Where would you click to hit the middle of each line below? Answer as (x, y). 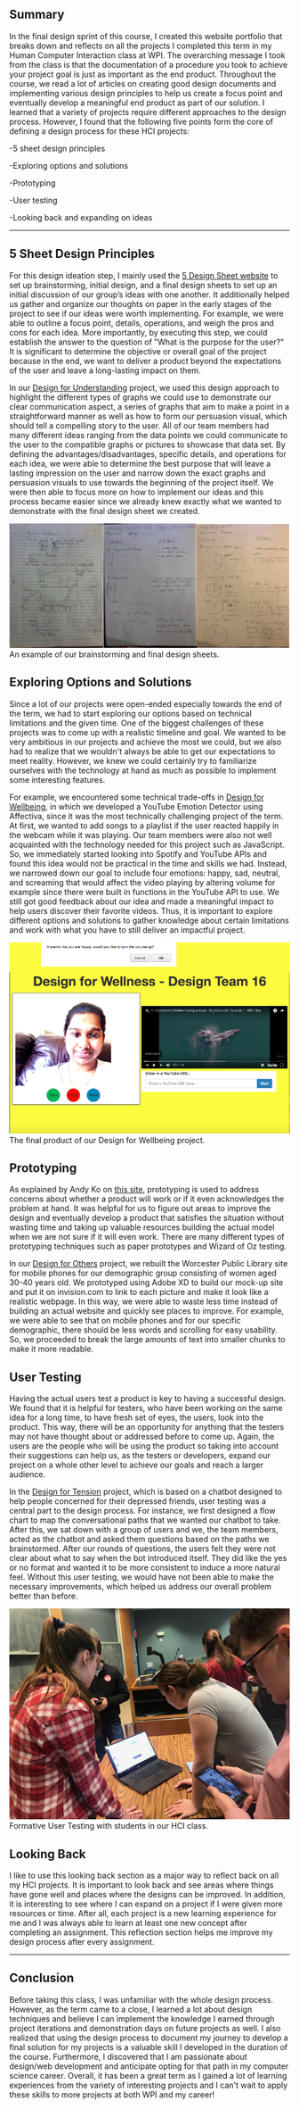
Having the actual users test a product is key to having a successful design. (148, 1399)
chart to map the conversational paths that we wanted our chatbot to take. (145, 1520)
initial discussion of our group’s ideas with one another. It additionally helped (149, 295)
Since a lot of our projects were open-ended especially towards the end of (146, 703)
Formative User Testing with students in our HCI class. (109, 1826)
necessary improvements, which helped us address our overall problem (141, 1587)
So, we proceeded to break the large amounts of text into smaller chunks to (148, 1340)
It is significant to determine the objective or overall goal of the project (138, 351)
